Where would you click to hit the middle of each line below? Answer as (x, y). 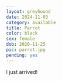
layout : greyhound (28, 11)
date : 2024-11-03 (27, 17)
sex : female (20, 39)
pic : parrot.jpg (26, 50)
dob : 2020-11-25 (26, 45)
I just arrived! (22, 72)
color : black (22, 33)
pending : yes (22, 55)
